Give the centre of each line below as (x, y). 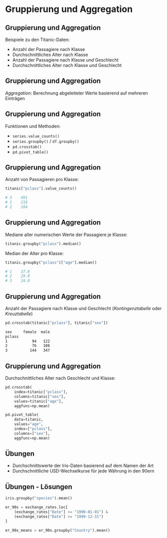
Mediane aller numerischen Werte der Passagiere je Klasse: (66, 234)
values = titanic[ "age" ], (39, 401)
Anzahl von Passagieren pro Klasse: (42, 179)
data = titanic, (29, 419)
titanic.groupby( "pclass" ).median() (43, 243)
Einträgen (15, 98)
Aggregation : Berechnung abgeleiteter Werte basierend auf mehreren (77, 93)
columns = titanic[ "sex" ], (40, 396)
